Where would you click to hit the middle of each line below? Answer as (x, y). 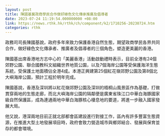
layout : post (18, 10)
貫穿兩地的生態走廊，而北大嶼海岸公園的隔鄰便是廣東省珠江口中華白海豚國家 (82, 94)
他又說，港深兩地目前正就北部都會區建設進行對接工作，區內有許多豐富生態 (80, 116)
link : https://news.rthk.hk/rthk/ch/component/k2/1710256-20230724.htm (80, 23)
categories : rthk (23, 28)
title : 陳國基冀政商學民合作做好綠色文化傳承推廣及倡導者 (57, 14)
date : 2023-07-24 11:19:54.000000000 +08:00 (51, 19)
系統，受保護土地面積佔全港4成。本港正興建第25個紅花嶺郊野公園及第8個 (79, 71)
